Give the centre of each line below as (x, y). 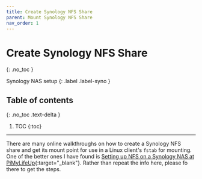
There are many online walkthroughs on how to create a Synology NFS (94, 144)
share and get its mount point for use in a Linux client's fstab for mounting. (99, 150)
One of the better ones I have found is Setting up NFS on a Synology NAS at (100, 157)
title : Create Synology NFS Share (50, 12)
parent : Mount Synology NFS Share (50, 17)
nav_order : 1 (23, 23)
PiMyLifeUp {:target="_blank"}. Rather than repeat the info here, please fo (97, 163)
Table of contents (40, 100)
